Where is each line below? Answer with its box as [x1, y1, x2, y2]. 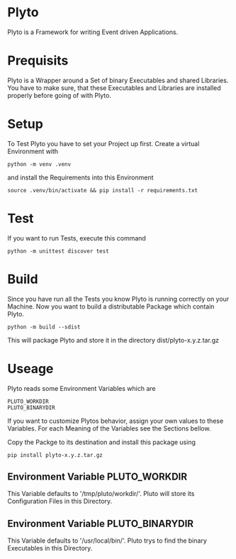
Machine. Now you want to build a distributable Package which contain [7, 302, 215, 311]
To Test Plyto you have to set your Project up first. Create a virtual [7, 139, 200, 148]
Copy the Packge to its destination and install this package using [7, 438, 196, 446]
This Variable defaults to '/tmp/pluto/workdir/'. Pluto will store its [7, 489, 195, 498]
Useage [7, 360, 54, 377]
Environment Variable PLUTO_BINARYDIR [7, 517, 193, 529]
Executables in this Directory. [7, 544, 93, 553]
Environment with [7, 147, 59, 155]
